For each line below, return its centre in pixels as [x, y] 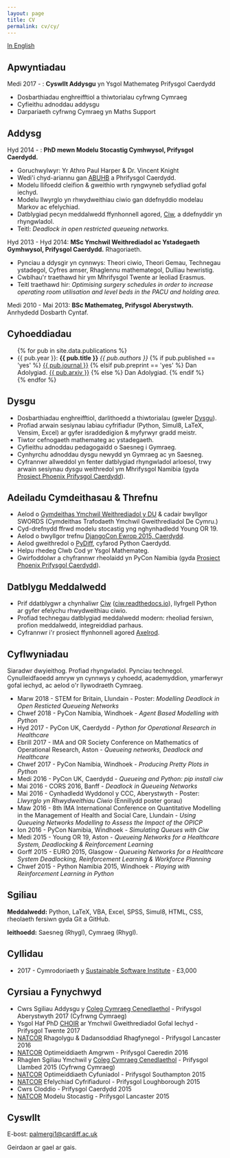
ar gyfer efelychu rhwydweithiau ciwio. [72, 611]
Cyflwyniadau [38, 654]
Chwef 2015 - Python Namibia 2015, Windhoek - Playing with [103, 866]
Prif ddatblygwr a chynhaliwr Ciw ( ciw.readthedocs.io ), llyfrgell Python [117, 603]
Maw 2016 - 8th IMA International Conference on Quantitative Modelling [119, 808]
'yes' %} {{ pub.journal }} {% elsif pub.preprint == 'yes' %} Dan [107, 365]
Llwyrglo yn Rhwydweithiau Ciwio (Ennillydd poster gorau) [100, 801]
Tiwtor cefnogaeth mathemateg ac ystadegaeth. [85, 439]
